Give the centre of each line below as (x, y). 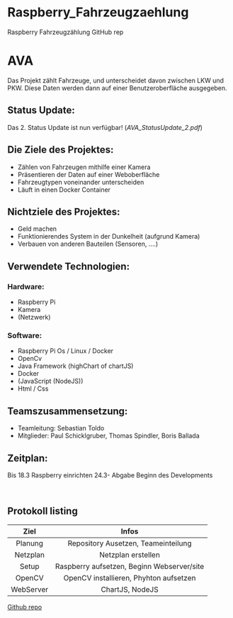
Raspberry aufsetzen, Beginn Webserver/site (130, 566)
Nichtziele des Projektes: (64, 211)
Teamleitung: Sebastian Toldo (61, 428)
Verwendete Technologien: (68, 266)
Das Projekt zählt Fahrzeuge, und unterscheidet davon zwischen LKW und (116, 80)
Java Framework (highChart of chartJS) (75, 366)
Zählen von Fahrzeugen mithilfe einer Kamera (84, 167)
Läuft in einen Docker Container (64, 190)
